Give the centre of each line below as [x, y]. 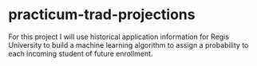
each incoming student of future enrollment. [81, 53]
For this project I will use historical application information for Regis [119, 37]
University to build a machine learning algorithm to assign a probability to [128, 45]
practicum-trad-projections [102, 15]
